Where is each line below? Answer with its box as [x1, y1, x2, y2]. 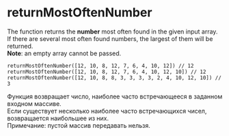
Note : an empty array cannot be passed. [7, 49, 122, 57]
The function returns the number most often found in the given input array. [7, 27, 218, 36]
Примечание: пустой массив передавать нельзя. [7, 121, 150, 129]
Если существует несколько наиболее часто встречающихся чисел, [7, 107, 207, 115]
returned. [7, 42, 33, 50]
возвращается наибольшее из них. [7, 114, 109, 122]
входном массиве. [7, 99, 62, 107]
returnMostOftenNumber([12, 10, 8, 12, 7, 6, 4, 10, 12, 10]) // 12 [7, 68, 206, 75]
